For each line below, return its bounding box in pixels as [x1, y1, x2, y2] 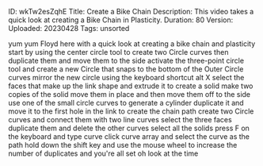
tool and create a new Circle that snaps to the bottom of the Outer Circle [8, 64, 244, 74]
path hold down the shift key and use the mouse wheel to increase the [8, 141, 238, 149]
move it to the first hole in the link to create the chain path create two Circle [8, 106, 254, 116]
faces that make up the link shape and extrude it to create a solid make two [8, 81, 253, 91]
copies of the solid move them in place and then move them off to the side [8, 90, 251, 98]
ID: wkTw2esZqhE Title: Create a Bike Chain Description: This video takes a [8, 7, 254, 16]
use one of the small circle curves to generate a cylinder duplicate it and [8, 98, 244, 107]
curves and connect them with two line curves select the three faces [8, 115, 232, 124]
